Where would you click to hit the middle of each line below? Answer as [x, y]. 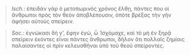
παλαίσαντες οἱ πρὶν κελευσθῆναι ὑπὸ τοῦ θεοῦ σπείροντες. [88, 45]
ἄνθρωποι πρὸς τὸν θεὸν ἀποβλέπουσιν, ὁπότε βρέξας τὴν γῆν [91, 15]
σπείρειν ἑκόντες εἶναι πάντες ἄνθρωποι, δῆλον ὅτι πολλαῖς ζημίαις [98, 39]
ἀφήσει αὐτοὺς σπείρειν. [43, 21]
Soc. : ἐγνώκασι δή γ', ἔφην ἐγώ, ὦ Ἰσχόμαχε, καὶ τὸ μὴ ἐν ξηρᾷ [91, 33]
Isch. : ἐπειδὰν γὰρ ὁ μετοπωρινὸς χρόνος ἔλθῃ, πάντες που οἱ [90, 9]
